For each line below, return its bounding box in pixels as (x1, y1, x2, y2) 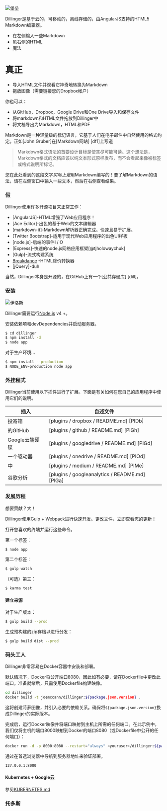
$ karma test (5, 586, 32, 591)
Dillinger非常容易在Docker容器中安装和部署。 (5, 663, 98, 669)
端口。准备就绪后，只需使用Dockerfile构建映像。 (5, 680, 105, 686)
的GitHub (7, 427, 29, 434)
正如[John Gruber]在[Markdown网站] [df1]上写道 (13, 138, 113, 144)
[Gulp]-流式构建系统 (12, 251, 54, 258)
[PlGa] (49, 477, 64, 484)
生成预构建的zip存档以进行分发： (5, 629, 73, 635)
